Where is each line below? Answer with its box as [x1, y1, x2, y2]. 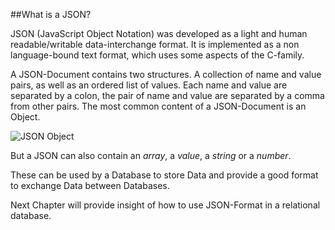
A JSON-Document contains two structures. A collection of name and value [10, 69, 322, 80]
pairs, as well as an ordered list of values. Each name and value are [10, 79, 288, 91]
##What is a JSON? [10, 9, 92, 20]
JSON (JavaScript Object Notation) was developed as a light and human [10, 28, 308, 39]
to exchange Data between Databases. [10, 180, 170, 191]
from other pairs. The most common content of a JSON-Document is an [10, 100, 307, 112]
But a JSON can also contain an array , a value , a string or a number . [10, 150, 292, 161]
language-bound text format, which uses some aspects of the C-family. [10, 49, 305, 61]
